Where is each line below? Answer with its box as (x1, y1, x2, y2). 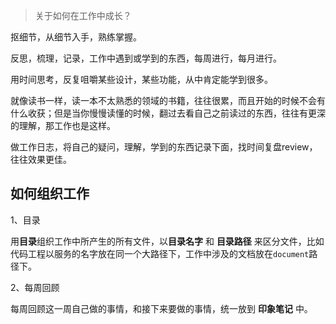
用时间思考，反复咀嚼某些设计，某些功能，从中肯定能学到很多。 (10, 74, 273, 85)
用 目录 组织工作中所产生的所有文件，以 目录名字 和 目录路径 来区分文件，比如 (10, 235, 325, 247)
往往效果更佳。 (10, 154, 72, 165)
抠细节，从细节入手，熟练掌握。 (10, 31, 142, 43)
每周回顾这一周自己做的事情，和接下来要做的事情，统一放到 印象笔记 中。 (10, 302, 313, 314)
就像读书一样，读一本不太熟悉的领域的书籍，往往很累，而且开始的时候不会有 (10, 95, 326, 106)
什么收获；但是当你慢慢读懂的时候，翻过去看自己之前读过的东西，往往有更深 (10, 107, 326, 119)
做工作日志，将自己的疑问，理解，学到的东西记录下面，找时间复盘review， (10, 141, 318, 153)
